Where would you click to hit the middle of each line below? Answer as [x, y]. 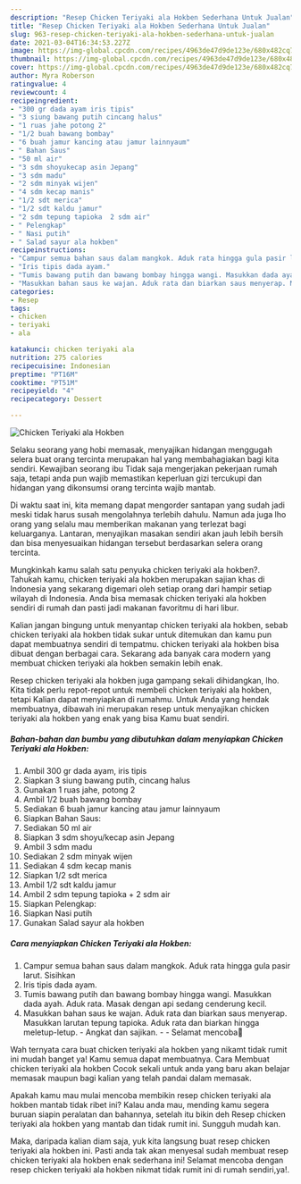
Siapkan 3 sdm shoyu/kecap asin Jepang [99, 837]
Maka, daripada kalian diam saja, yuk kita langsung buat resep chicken [140, 1141]
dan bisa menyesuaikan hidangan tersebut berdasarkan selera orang [136, 543]
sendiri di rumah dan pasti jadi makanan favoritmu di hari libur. [125, 608]
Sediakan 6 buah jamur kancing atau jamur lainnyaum [121, 809]
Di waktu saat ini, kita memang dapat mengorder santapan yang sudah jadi [147, 505]
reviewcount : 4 [38, 92]
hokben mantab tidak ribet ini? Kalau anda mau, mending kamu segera [140, 1104]
